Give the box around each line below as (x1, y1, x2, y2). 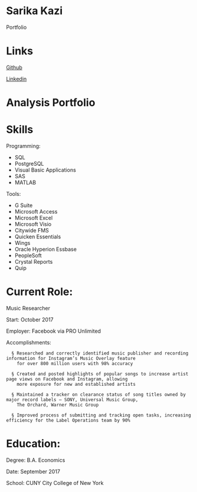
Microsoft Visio (14, 221, 52, 228)
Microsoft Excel (14, 214, 53, 221)
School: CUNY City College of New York (6, 479, 104, 486)
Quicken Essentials (14, 233, 61, 240)
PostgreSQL (14, 160, 44, 167)
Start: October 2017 (6, 316, 54, 323)
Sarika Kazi (6, 4, 63, 18)
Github (6, 64, 22, 71)
